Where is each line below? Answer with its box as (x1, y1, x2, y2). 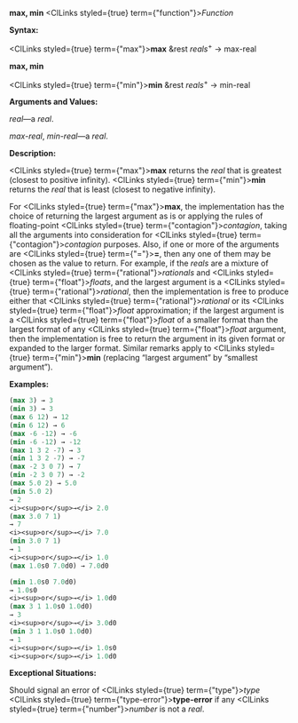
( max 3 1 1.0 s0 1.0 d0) (9, 602, 93, 611)
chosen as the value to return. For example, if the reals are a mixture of (9, 258, 269, 269)
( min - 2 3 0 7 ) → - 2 (9, 471, 86, 480)
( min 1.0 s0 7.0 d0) (9, 577, 77, 586)
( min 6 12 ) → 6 (9, 421, 66, 430)
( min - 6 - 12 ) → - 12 (9, 437, 82, 447)
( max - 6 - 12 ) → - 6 (9, 429, 77, 438)
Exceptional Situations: (9, 668, 97, 679)
